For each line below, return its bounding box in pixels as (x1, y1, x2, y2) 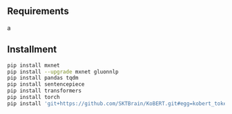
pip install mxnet (7, 62, 60, 69)
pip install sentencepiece (7, 81, 85, 88)
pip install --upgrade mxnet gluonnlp (7, 68, 119, 75)
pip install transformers (7, 87, 81, 95)
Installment (7, 44, 57, 56)
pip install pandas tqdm (7, 75, 79, 82)
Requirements (7, 5, 69, 17)
